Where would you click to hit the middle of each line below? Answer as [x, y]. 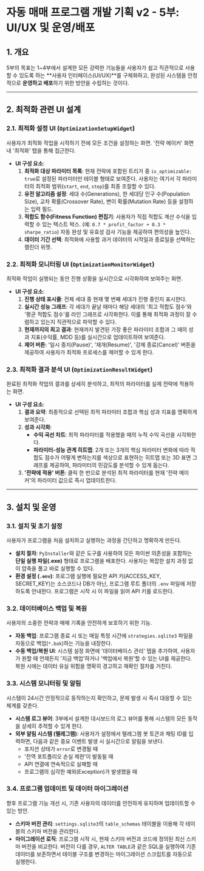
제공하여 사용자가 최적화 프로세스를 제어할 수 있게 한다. [89, 352]
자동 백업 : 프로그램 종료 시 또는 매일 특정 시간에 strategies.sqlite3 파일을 [104, 636]
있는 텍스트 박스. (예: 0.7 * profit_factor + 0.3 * [104, 224]
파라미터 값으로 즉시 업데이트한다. [77, 480]
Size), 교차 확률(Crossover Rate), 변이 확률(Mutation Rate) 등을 [101, 201]
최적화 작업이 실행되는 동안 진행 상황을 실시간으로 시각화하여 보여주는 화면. [95, 278]
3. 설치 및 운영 [31, 507]
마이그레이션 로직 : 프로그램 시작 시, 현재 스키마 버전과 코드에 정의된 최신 [100, 839]
